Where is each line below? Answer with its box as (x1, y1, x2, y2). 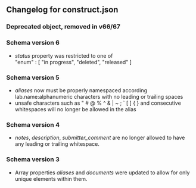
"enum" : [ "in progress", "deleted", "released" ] (14, 58, 132, 65)
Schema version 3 (6, 155, 60, 164)
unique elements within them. (14, 175, 88, 182)
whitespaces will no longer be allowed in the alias (14, 105, 136, 112)
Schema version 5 (6, 73, 60, 82)
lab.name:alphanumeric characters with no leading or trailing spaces (14, 93, 183, 100)
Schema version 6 (6, 39, 60, 47)
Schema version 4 (6, 120, 60, 129)
